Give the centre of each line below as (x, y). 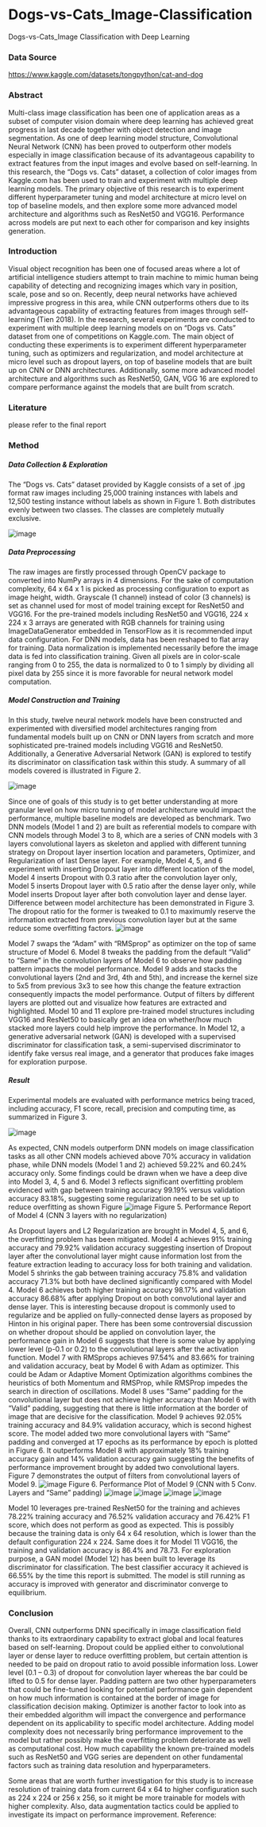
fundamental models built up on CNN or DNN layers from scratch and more (131, 736)
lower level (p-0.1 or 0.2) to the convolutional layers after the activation (123, 1348)
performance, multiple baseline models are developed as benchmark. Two (130, 818)
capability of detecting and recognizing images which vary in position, (123, 285)
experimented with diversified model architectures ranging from (112, 728)
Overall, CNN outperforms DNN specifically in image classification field (125, 1631)
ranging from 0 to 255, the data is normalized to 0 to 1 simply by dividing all (131, 665)
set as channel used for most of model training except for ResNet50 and (126, 605)
